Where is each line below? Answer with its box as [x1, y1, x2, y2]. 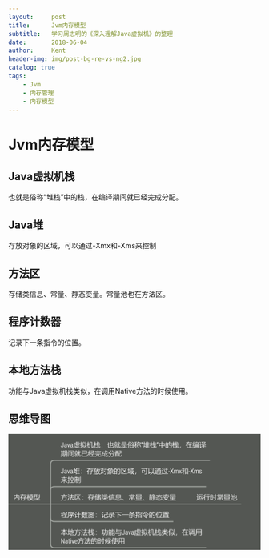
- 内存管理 [22, 89, 54, 97]
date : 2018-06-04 [8, 38, 88, 46]
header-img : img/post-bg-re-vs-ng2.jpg [8, 55, 142, 63]
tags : [8, 72, 26, 80]
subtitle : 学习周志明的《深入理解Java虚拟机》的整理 [8, 30, 174, 38]
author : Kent [8, 46, 66, 55]
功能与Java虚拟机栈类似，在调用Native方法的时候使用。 [8, 386, 193, 395]
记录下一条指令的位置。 [8, 337, 86, 347]
